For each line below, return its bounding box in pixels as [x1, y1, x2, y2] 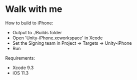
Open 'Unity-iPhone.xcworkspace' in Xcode [12, 35, 103, 41]
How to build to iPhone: [5, 20, 53, 26]
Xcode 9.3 [12, 65, 34, 71]
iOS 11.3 [12, 70, 29, 76]
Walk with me [5, 3, 62, 15]
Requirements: [5, 55, 35, 61]
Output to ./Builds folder [12, 29, 62, 35]
